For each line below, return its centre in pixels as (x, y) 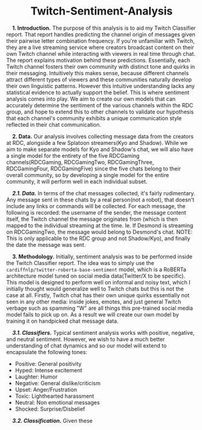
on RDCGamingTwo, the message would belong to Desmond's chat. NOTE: (99, 232)
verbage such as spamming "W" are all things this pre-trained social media (100, 308)
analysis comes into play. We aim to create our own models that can (91, 99)
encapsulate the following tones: (47, 352)
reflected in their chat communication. (54, 124)
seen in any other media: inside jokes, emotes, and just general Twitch (94, 301)
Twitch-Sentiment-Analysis (102, 11)
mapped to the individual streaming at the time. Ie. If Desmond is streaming (100, 225)
